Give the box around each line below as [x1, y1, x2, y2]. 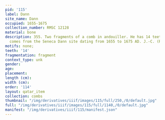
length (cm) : [5, 75, 32, 80]
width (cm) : [5, 80, 29, 85]
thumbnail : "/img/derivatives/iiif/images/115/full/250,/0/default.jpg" [5, 98, 157, 103]
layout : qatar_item [5, 89, 45, 94]
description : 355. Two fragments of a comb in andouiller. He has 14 [5, 35, 151, 40]
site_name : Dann [5, 16, 38, 21]
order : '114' [5, 84, 32, 90]
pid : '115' [5, 7, 27, 12]
